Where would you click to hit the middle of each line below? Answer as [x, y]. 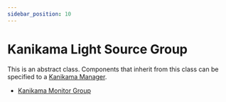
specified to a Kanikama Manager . [57, 76]
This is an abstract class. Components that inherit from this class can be [113, 69]
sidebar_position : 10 [39, 14]
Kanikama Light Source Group [98, 49]
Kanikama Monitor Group [54, 91]
